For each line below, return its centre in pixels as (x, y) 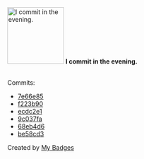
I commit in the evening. (101, 61)
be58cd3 (31, 134)
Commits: (21, 83)
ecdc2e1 (30, 111)
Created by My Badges (41, 147)
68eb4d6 (31, 126)
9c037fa (30, 119)
